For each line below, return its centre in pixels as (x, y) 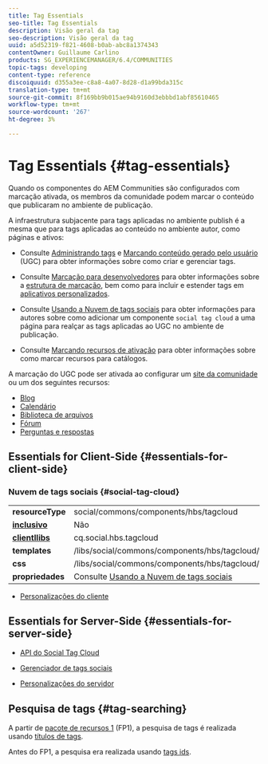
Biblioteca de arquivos (56, 415)
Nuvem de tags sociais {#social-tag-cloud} (94, 492)
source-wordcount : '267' (49, 112)
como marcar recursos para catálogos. (84, 358)
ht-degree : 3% (32, 120)
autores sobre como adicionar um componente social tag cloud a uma (137, 317)
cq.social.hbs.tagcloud (116, 538)
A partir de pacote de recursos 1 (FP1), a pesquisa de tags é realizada (122, 728)
